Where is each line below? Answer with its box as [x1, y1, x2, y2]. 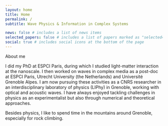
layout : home [5, 7, 32, 12]
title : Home [5, 12, 30, 17]
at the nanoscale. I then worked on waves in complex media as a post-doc [5, 68, 158, 74]
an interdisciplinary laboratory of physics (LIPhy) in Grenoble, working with [5, 84, 159, 90]
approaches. [5, 100, 31, 106]
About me [5, 53, 25, 59]
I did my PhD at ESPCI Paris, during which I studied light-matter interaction [5, 63, 159, 69]
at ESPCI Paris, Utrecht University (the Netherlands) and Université [5, 73, 143, 79]
